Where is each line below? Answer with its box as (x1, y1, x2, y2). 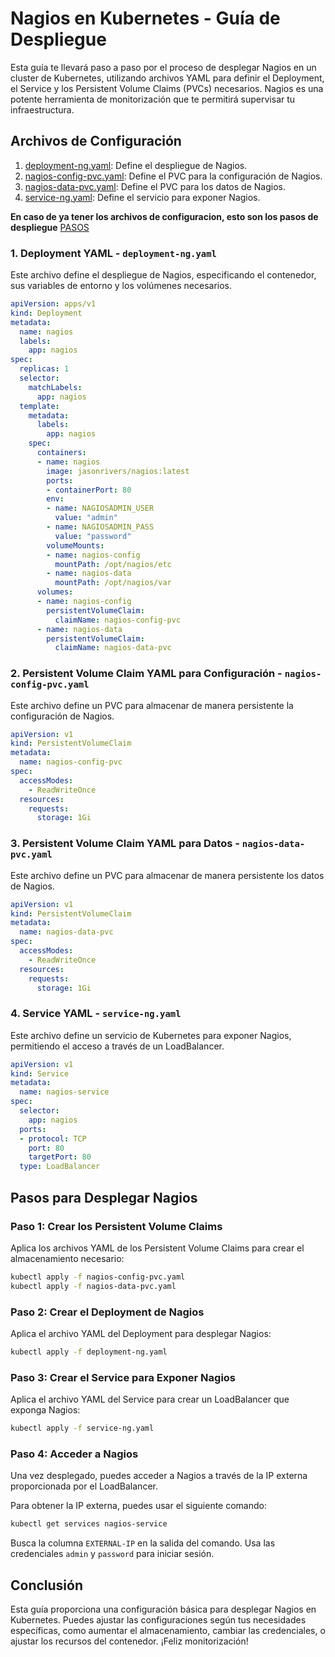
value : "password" (54, 531, 132, 541)
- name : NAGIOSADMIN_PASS (46, 522, 155, 532)
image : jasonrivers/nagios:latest (46, 466, 190, 476)
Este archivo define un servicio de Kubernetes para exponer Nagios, (10, 1029, 292, 1041)
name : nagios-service (19, 1087, 110, 1097)
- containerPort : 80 (46, 485, 132, 495)
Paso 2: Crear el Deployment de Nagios (10, 1305, 205, 1319)
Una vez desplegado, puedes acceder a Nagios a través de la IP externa (10, 1470, 308, 1482)
